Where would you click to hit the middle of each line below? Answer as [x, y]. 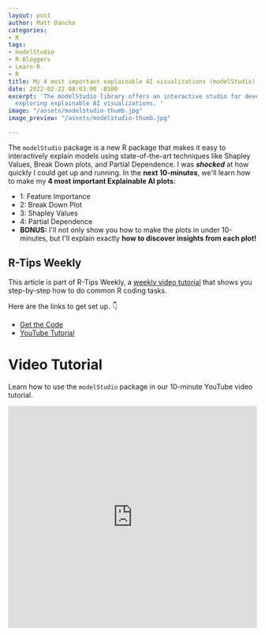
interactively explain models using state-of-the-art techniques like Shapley [129, 155]
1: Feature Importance [55, 196]
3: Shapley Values [49, 213]
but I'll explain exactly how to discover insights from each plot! [153, 238]
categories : [28, 30]
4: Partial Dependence [56, 221]
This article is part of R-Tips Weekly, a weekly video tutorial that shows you [130, 282]
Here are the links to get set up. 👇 [63, 306]
